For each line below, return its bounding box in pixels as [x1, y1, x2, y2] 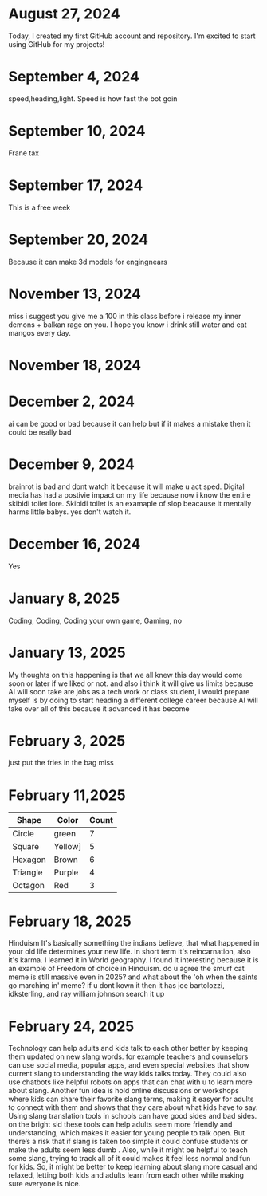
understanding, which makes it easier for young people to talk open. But [8, 1128, 245, 1138]
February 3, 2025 [8, 731, 126, 749]
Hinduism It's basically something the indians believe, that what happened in [8, 938, 260, 948]
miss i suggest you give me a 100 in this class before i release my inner [8, 311, 241, 321]
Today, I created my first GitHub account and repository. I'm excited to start [8, 31, 257, 41]
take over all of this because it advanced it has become [8, 703, 190, 714]
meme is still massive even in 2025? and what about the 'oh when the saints [8, 972, 258, 982]
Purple [53, 867, 79, 878]
